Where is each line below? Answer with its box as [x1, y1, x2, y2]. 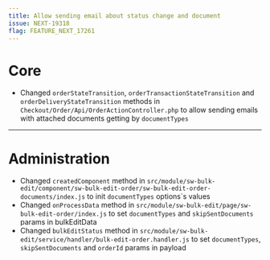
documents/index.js [19, 193, 86, 201]
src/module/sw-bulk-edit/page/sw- [136, 202, 252, 210]
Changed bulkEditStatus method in [19, 226, 138, 236]
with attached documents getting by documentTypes [19, 113, 189, 123]
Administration [8, 150, 110, 167]
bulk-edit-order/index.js [19, 210, 107, 218]
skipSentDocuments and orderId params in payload [19, 243, 186, 253]
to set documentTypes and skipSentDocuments [108, 208, 254, 218]
